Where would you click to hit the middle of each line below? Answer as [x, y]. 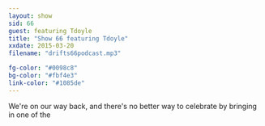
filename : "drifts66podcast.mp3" [65, 53]
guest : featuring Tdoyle [50, 31]
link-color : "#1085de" [47, 83]
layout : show [30, 16]
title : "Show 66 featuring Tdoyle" [68, 38]
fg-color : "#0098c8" [43, 68]
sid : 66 [21, 23]
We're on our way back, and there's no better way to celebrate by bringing [133, 106]
